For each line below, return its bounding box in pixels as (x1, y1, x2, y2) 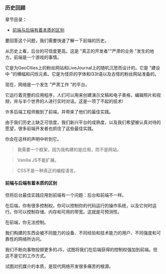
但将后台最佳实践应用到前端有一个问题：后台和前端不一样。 (5, 192, 126, 198)
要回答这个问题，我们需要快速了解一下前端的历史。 (5, 38, 109, 44)
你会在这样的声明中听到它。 (5, 136, 62, 142)
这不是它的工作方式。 (5, 253, 48, 259)
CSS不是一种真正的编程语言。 (17, 167, 78, 174)
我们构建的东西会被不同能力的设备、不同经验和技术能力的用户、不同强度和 (5, 229, 157, 236)
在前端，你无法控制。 (5, 219, 48, 225)
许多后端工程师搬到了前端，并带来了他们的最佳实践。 (5, 109, 114, 115)
